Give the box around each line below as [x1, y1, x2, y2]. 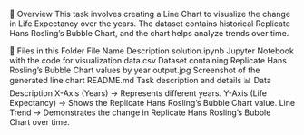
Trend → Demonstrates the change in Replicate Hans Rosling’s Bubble [9, 107, 271, 118]
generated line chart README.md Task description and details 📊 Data [9, 75, 272, 85]
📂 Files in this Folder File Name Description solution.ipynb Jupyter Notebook [9, 45, 295, 56]
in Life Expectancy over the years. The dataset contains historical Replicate [9, 18, 290, 29]
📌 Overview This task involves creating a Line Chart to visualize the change [9, 9, 291, 19]
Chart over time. [9, 117, 70, 127]
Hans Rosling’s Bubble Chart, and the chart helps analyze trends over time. [9, 28, 289, 38]
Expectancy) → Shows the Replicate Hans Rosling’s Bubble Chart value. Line [9, 98, 296, 108]
